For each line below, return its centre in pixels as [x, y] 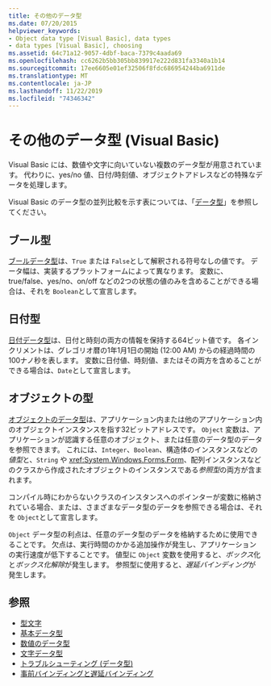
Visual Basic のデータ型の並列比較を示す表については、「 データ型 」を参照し [133, 202]
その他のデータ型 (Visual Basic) [114, 141]
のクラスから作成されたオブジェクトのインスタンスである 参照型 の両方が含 [132, 470]
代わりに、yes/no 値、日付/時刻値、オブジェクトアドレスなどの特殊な [140, 175]
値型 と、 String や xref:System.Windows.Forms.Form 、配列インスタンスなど [135, 459]
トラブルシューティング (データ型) [77, 663]
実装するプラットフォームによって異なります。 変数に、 [135, 271]
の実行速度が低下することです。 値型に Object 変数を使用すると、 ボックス [131, 554]
